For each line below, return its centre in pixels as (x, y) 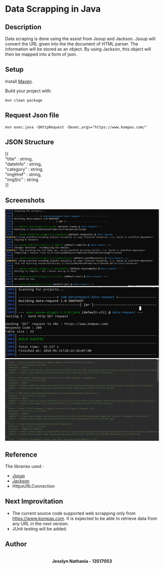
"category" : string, (24, 169)
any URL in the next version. (41, 524)
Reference (21, 455)
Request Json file (32, 115)
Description (23, 27)
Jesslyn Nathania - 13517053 (82, 561)
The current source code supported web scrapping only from (74, 513)
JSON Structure (30, 142)
